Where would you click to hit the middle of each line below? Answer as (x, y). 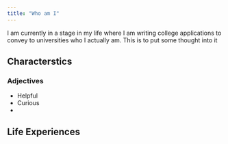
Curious (28, 103)
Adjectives (25, 81)
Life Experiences (44, 131)
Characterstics (40, 62)
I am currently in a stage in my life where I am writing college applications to (114, 33)
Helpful (27, 96)
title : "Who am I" (33, 13)
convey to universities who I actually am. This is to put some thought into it (112, 40)
